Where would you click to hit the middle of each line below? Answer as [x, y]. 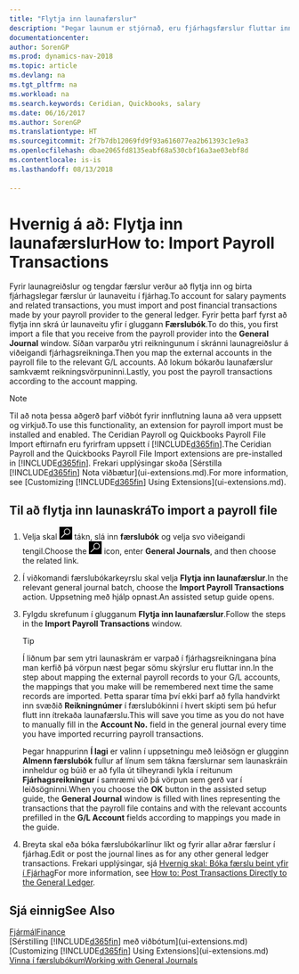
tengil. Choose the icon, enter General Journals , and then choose [149, 551]
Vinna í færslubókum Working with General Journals [104, 961]
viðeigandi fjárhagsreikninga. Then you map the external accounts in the [141, 353]
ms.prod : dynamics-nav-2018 [61, 57]
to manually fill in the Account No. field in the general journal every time [154, 725]
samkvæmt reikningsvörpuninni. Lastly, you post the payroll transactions [141, 372]
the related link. [51, 561]
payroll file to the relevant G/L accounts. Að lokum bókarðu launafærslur [141, 362]
